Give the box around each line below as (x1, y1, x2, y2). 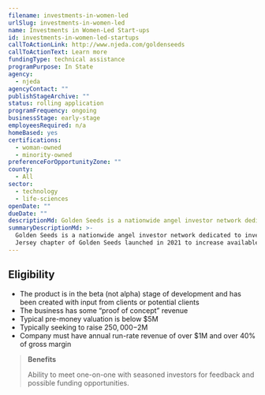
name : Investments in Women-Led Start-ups (8, 26, 150, 34)
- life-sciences (15, 195, 69, 203)
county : (8, 166, 34, 173)
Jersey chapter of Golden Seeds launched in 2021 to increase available (15, 239, 259, 247)
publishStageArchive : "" (8, 92, 90, 100)
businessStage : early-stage (8, 114, 101, 122)
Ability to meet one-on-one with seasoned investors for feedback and (27, 370, 255, 379)
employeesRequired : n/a (8, 121, 87, 129)
